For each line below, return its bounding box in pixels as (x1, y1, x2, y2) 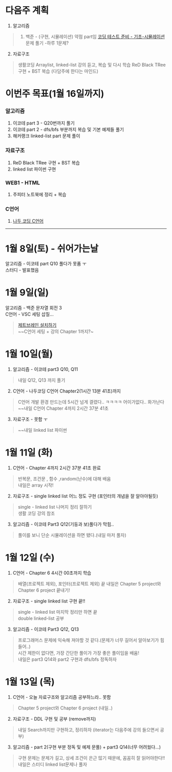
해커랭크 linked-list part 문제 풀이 (12, 133, 80, 139)
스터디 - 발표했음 (5, 267, 39, 273)
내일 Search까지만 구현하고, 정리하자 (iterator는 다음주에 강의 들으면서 (17, 726, 159, 733)
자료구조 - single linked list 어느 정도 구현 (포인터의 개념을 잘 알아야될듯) (12, 493, 159, 499)
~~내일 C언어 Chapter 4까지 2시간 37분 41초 (17, 405, 109, 411)
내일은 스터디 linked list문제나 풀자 (17, 761, 88, 767)
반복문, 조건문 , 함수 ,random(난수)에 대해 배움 (17, 476, 111, 482)
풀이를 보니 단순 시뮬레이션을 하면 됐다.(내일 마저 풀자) (17, 532, 126, 538)
